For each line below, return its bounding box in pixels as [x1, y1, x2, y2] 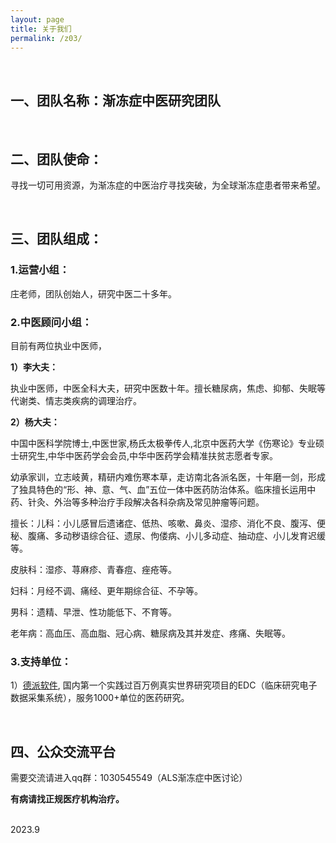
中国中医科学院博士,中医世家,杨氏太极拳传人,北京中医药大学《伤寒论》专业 [10, 437, 317, 449]
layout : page [10, 14, 65, 25]
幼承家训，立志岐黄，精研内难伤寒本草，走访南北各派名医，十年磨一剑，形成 [10, 471, 326, 483]
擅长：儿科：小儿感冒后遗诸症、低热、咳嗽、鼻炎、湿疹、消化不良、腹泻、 [10, 517, 317, 529]
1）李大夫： [10, 361, 59, 373]
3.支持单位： [10, 654, 72, 668]
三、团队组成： [10, 231, 103, 248]
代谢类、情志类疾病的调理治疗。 [10, 394, 142, 406]
